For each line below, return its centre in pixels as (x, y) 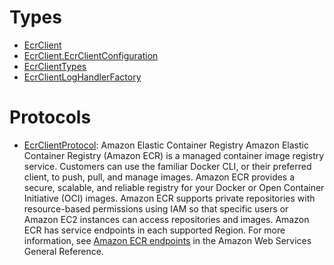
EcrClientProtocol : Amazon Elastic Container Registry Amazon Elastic (166, 145)
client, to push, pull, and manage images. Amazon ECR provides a (159, 177)
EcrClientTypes (55, 66)
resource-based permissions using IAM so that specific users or (156, 208)
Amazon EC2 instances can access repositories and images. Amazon (166, 219)
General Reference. (63, 251)
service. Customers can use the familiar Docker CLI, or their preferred (167, 166)
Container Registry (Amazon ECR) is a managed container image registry (174, 155)
